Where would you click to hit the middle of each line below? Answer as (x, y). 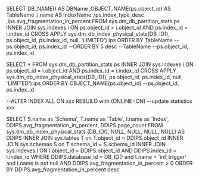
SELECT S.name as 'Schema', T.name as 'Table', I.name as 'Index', (88, 119)
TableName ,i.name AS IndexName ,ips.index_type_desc (75, 15)
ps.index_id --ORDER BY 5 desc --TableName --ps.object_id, (114, 46)
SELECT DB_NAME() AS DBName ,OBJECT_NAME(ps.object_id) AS (89, 9)
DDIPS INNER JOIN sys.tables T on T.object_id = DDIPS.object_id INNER (95, 138)
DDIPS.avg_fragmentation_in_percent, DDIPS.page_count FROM (85, 125)
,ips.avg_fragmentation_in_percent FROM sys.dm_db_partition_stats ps (93, 21)
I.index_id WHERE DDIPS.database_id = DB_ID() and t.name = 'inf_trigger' (96, 157)
